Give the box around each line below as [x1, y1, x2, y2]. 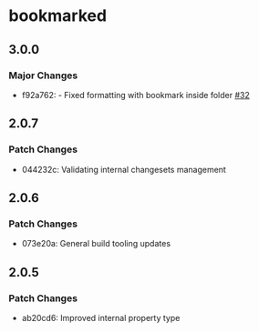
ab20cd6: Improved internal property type [21, 312, 181, 323]
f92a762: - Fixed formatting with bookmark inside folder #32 [21, 89, 250, 100]
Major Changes [8, 69, 78, 82]
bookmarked [8, 5, 107, 26]
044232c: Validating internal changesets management [21, 164, 227, 175]
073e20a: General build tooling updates [21, 238, 171, 249]
